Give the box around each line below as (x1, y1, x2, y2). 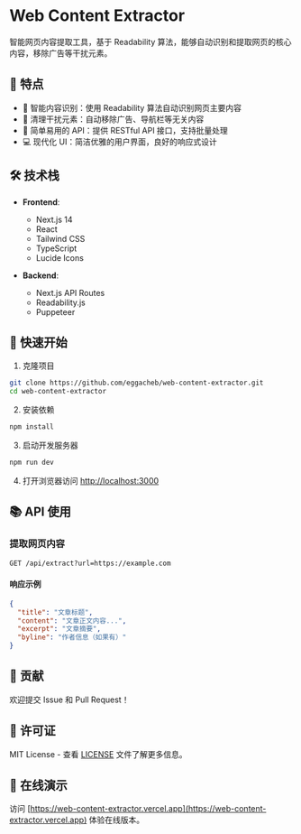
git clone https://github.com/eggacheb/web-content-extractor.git (9, 378, 264, 388)
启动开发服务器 (22, 440, 78, 450)
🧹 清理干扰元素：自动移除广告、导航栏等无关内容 (22, 114, 205, 125)
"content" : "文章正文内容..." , (17, 616, 127, 625)
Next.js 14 (35, 214, 73, 225)
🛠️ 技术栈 (9, 168, 60, 183)
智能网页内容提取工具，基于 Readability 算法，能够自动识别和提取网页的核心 (9, 36, 292, 47)
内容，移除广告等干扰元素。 (9, 47, 113, 59)
